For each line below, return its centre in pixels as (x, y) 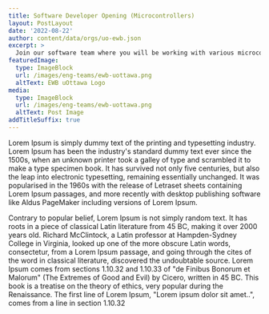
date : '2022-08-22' (41, 30)
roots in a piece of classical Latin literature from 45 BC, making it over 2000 (133, 226)
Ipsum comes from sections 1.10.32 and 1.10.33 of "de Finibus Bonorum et (129, 268)
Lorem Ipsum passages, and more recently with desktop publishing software (134, 194)
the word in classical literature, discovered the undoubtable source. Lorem (131, 260)
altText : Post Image (50, 113)
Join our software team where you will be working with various (125, 53)
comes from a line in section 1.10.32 (67, 303)
